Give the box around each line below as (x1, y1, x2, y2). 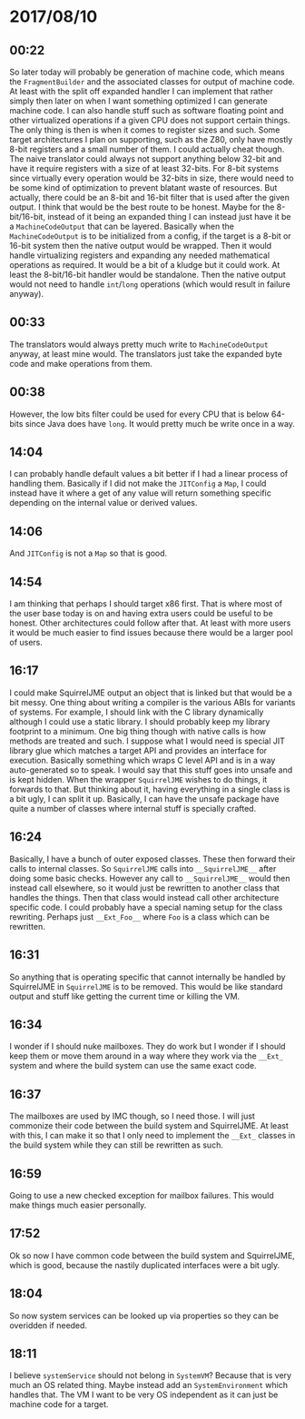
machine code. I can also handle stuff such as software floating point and (9, 105, 284, 115)
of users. (9, 637, 44, 648)
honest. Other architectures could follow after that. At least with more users (9, 617, 291, 628)
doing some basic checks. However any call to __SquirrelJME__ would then (9, 872, 290, 883)
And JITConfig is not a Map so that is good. (9, 547, 168, 559)
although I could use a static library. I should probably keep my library (9, 715, 271, 727)
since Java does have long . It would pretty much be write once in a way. (25, 418, 295, 429)
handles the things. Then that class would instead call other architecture (9, 892, 280, 902)
